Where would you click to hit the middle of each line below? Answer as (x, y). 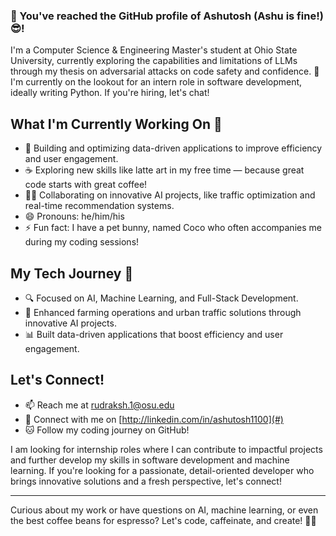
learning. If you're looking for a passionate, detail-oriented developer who (162, 470)
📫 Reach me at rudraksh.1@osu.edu (99, 405)
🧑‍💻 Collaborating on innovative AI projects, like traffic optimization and (170, 195)
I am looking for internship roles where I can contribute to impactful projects (166, 449)
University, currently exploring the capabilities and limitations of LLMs (154, 61)
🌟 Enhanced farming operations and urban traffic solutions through (163, 312)
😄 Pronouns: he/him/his (74, 216)
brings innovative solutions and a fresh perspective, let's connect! (146, 481)
